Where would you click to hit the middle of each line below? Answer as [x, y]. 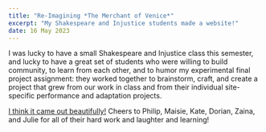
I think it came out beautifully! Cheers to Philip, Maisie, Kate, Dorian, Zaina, [132, 111]
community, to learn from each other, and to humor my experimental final [129, 70]
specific [22, 96]
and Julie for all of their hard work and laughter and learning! [109, 120]
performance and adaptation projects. [99, 96]
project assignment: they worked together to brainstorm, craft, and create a [133, 79]
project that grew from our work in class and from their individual [116, 87]
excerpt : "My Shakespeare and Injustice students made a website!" [124, 23]
